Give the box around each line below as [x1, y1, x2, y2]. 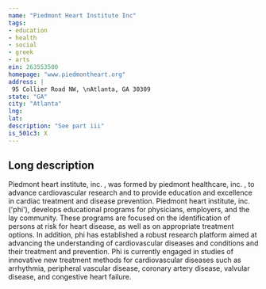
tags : [8, 19, 26, 27]
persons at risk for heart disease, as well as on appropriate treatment [8, 222, 234, 231]
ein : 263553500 [8, 63, 59, 71]
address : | [8, 78, 44, 86]
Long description [8, 159, 94, 173]
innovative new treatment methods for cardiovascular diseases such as [8, 255, 241, 265]
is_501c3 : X [8, 129, 48, 137]
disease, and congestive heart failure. [8, 272, 132, 282]
